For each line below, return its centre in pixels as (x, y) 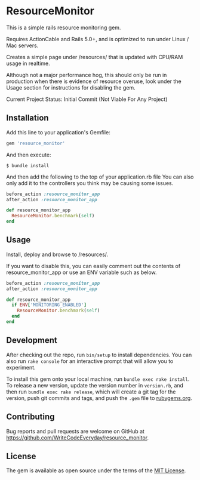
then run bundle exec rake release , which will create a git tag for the (91, 392)
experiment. (21, 367)
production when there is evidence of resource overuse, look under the (94, 81)
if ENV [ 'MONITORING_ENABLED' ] (49, 305)
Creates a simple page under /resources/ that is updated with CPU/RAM (95, 57)
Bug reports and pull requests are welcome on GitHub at (76, 431)
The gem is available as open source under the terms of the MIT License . (96, 470)
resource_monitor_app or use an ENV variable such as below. (81, 272)
